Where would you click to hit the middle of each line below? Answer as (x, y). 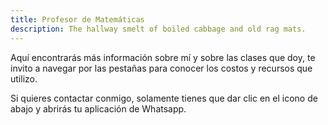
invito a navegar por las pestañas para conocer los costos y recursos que (161, 68)
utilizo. (24, 78)
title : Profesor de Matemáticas (77, 19)
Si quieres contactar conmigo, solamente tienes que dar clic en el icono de (164, 98)
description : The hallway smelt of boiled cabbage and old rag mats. (158, 29)
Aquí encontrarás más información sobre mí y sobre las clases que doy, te (163, 57)
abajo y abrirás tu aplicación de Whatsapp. (98, 108)
